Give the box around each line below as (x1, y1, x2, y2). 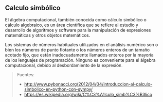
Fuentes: (17, 71, 35, 77)
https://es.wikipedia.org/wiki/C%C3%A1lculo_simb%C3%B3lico (24, 91, 152, 97)
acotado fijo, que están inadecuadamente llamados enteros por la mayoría (5, 52, 154, 58)
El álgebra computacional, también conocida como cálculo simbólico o (5, 17, 147, 22)
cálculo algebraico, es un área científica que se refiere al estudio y (5, 22, 139, 28)
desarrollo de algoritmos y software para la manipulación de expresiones (5, 27, 151, 33)
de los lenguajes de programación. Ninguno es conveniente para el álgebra (5, 57, 156, 63)
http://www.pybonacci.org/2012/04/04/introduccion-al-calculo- (24, 81, 153, 87)
